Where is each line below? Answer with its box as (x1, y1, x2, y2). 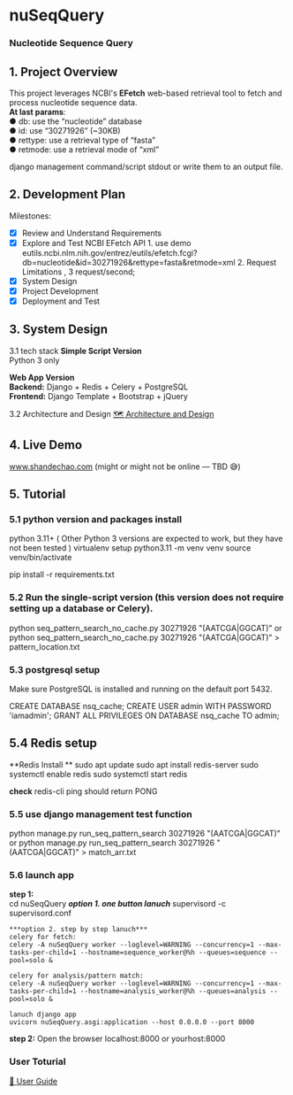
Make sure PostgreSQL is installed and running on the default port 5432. (9, 683, 273, 694)
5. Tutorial (9, 487, 66, 502)
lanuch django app (9, 1010, 77, 1019)
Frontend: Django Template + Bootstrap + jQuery (9, 390, 188, 401)
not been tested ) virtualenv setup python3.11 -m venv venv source (9, 543, 252, 553)
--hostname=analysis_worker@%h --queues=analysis (79, 987, 267, 996)
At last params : (9, 106, 66, 117)
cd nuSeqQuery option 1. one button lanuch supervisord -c (9, 898, 227, 909)
